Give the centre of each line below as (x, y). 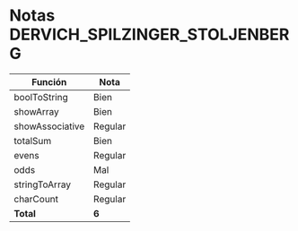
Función (49, 81)
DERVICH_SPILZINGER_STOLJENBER (149, 34)
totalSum (33, 141)
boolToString (41, 97)
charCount (36, 199)
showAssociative (49, 126)
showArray (37, 111)
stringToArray (43, 184)
